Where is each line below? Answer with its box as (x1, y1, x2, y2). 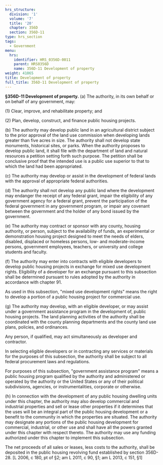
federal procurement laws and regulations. (5, 358, 90, 364)
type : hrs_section (5, 35, 42, 40)
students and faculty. (5, 249, 48, 255)
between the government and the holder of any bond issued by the (5, 208, 140, 214)
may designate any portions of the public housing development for (5, 419, 139, 425)
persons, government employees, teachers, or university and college (5, 244, 144, 249)
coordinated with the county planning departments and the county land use (5, 319, 157, 325)
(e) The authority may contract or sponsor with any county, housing (5, 223, 141, 229)
